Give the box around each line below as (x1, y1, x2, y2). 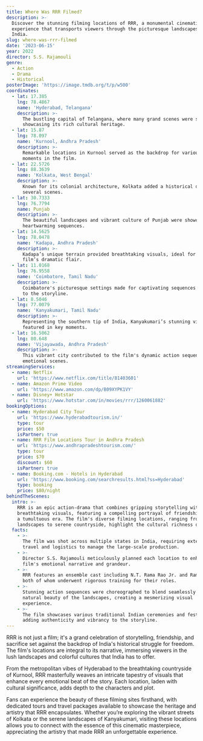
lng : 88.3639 (17, 167, 50, 173)
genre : (6, 59, 23, 65)
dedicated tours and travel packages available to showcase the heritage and (6, 702, 196, 709)
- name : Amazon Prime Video (11, 380, 83, 387)
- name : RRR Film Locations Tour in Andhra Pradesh (11, 437, 145, 443)
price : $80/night (17, 488, 61, 494)
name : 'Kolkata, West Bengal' (17, 172, 94, 179)
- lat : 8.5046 (11, 296, 47, 302)
